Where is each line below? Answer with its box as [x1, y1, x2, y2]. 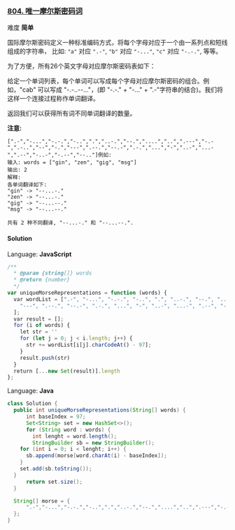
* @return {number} [13, 277, 71, 284]
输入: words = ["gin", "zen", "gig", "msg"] [7, 159, 137, 166]
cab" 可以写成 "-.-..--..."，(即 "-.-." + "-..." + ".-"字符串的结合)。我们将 [22, 85, 224, 94]
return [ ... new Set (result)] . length [13, 368, 120, 375]
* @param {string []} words [13, 270, 92, 277]
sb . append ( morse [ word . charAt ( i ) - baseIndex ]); [25, 452, 168, 459]
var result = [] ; [13, 315, 64, 323]
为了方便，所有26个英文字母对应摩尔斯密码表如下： [7, 62, 156, 71]
